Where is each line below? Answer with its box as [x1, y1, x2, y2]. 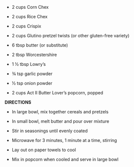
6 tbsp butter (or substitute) [11, 42, 68, 48]
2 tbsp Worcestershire [11, 52, 57, 57]
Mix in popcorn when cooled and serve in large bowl [11, 157, 119, 162]
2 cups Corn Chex [11, 4, 49, 10]
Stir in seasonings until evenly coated [11, 128, 88, 134]
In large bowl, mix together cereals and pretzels [11, 109, 109, 114]
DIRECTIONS [4, 99, 32, 105]
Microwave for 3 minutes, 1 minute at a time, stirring [11, 138, 117, 143]
